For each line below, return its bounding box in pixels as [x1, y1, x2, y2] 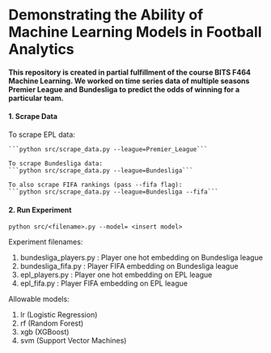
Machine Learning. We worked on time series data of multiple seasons [8, 75, 250, 86]
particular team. [8, 93, 64, 103]
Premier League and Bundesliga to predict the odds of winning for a [8, 84, 240, 94]
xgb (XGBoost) [19, 327, 70, 337]
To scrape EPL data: [8, 130, 75, 139]
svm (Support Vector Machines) [19, 336, 127, 346]
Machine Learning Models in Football [8, 23, 262, 41]
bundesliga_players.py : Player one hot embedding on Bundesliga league [19, 253, 263, 262]
